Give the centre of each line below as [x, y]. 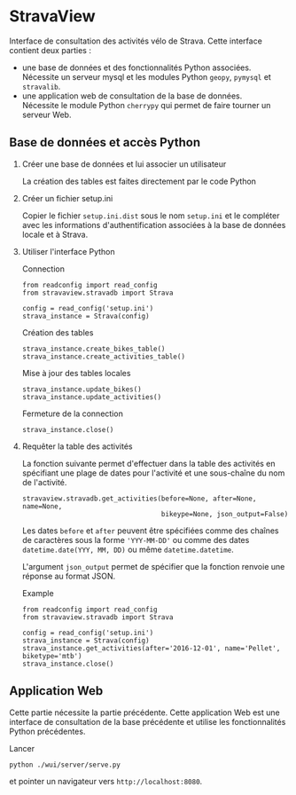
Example [38, 593]
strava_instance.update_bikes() [82, 389]
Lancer [22, 748]
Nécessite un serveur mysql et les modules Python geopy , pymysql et [147, 76]
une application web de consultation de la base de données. [132, 96]
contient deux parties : [50, 50]
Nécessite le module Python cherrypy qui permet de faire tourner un [146, 105]
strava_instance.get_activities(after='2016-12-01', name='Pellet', [151, 648]
